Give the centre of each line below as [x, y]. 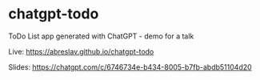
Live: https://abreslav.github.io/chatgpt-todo [81, 51]
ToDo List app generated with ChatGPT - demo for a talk [101, 36]
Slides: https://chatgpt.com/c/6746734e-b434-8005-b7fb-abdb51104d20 [130, 67]
